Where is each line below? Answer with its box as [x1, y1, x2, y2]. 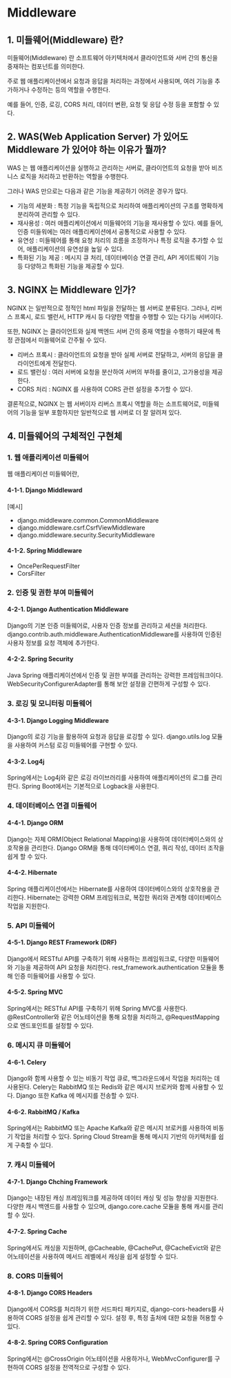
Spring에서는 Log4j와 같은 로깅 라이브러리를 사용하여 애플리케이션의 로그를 [7, 773, 210, 782]
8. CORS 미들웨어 [7, 1271, 63, 1281]
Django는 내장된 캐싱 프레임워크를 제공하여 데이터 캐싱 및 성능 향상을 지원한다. [7, 1194, 219, 1202]
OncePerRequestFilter [17, 561, 81, 570]
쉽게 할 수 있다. [7, 852, 48, 860]
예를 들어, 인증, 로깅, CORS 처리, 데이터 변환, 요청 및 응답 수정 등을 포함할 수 [7, 100, 212, 108]
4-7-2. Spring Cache [7, 1227, 68, 1236]
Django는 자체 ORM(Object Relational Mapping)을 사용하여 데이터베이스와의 [7, 835, 217, 843]
